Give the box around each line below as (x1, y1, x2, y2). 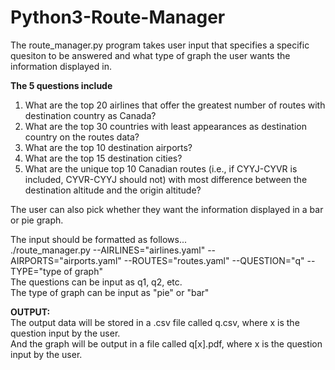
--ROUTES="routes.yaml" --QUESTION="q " (123, 254, 305, 266)
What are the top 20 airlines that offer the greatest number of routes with (24, 99, 326, 111)
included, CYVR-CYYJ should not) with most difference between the (24, 173, 308, 185)
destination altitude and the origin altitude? (24, 184, 202, 196)
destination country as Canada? (24, 109, 157, 121)
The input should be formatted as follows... (10, 233, 188, 245)
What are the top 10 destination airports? (24, 141, 193, 153)
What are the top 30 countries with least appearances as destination (24, 120, 307, 132)
